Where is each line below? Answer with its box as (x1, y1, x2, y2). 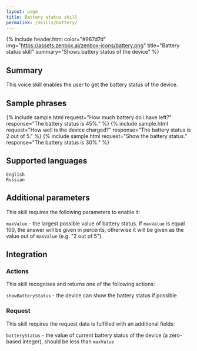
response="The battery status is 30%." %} (6, 139, 110, 146)
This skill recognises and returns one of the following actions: (6, 281, 155, 288)
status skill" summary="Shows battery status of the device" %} (6, 48, 160, 55)
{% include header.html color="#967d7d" (6, 36, 106, 43)
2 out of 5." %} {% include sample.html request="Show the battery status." (6, 133, 188, 139)
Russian (6, 176, 25, 183)
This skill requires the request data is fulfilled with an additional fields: (6, 320, 175, 327)
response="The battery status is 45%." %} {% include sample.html (6, 120, 169, 127)
